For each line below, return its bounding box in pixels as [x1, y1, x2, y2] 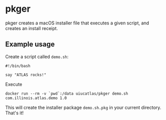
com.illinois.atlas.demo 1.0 [5, 95, 67, 101]
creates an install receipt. [5, 25, 58, 31]
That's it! [5, 110, 24, 116]
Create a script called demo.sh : [5, 53, 69, 59]
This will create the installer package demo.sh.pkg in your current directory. [5, 104, 161, 110]
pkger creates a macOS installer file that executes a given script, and [5, 20, 149, 26]
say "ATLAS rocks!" [5, 72, 47, 77]
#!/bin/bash [5, 63, 30, 69]
